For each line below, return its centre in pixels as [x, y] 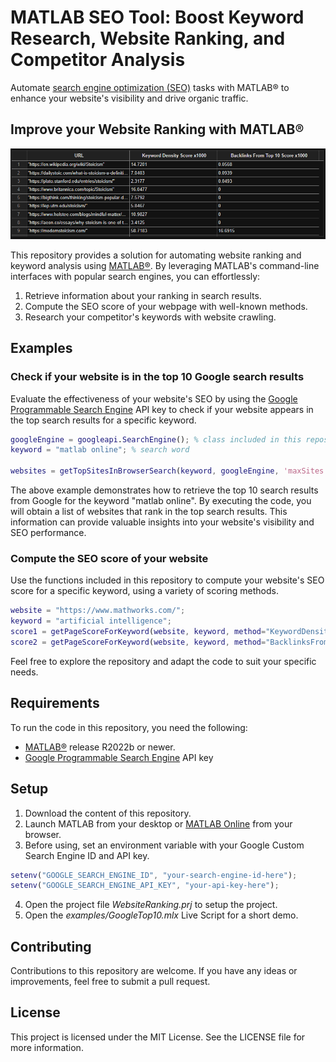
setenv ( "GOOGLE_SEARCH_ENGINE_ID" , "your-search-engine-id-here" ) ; [154, 875]
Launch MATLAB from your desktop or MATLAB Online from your [158, 823]
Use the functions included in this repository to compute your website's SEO [167, 580]
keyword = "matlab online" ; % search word [100, 450]
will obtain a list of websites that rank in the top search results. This [149, 512]
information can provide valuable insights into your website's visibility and [162, 522]
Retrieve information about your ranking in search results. [143, 295]
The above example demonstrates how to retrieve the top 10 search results [164, 490]
